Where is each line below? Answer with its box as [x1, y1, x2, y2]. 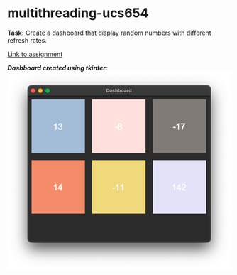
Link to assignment [7, 50, 63, 58]
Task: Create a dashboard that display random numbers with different [7, 28, 211, 37]
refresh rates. [7, 36, 48, 44]
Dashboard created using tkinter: [7, 63, 109, 72]
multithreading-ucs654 [7, 5, 149, 21]
